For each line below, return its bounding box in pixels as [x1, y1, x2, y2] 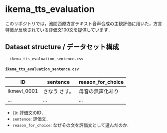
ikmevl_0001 [7, 87, 38, 94]
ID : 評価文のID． [12, 110, 46, 116]
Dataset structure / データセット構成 [5, 43, 120, 51]
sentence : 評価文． [12, 116, 51, 122]
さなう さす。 [43, 88, 74, 95]
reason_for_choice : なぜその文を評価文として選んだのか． [12, 122, 132, 128]
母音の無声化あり [79, 88, 119, 95]
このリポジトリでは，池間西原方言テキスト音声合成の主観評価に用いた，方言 [5, 20, 163, 26]
